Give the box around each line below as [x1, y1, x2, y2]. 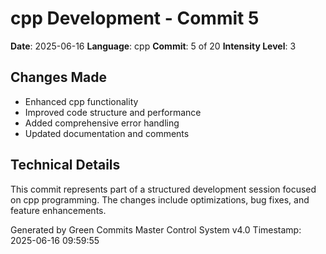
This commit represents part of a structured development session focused [10, 183, 317, 195]
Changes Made [10, 69, 107, 86]
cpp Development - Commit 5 [10, 7, 260, 30]
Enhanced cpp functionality [24, 95, 139, 107]
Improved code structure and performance [24, 106, 202, 118]
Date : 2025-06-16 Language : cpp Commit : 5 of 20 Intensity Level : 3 [10, 40, 297, 52]
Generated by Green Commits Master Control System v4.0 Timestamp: [10, 223, 302, 236]
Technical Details [10, 157, 121, 174]
